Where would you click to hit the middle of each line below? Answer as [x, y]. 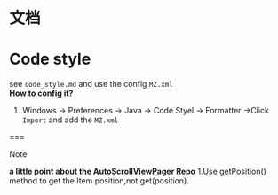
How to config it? [41, 93]
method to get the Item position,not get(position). [99, 181]
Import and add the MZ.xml [70, 120]
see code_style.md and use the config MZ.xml [91, 84]
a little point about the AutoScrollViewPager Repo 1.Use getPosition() [138, 172]
